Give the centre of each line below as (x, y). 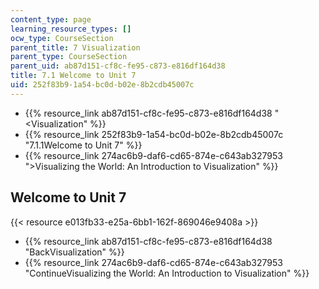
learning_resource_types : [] (71, 29)
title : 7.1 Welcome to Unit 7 (73, 76)
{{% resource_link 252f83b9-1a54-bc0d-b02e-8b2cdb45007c (154, 134)
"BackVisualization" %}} (74, 252)
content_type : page (51, 19)
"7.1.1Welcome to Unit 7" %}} (83, 145)
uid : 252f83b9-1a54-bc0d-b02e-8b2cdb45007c (102, 85)
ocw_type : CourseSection (62, 38)
